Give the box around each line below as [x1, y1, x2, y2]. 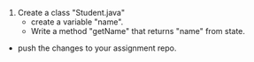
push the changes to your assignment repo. [17, 43, 177, 53]
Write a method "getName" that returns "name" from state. [30, 26, 246, 36]
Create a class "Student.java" [17, 8, 126, 17]
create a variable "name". [30, 17, 124, 27]
